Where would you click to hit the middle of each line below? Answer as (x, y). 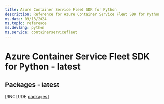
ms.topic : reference (26, 23)
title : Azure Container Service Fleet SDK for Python (61, 10)
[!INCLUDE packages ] (27, 96)
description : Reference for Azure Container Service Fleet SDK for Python (83, 14)
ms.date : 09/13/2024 (26, 19)
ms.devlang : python (25, 28)
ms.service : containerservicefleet (41, 32)
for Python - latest (43, 67)
